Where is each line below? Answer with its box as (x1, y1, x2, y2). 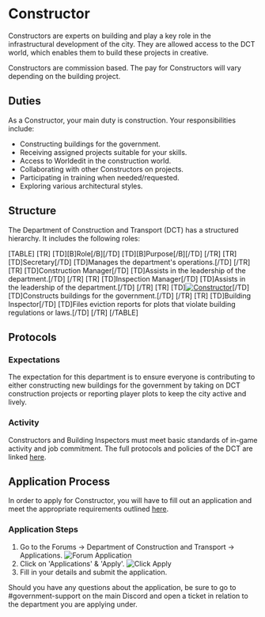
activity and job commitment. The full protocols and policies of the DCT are (8, 444, 253, 453)
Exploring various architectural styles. (19, 181, 143, 191)
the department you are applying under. (8, 599, 138, 609)
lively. (8, 397, 28, 407)
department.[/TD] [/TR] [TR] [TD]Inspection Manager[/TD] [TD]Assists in (8, 274, 246, 283)
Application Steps (8, 524, 79, 535)
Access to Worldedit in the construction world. (19, 156, 172, 165)
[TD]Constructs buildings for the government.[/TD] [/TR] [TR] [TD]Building (8, 290, 252, 301)
